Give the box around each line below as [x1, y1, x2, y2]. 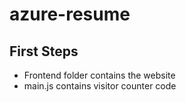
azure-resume [9, 3, 131, 26]
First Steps [9, 43, 79, 60]
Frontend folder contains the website [23, 69, 176, 81]
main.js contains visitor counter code [23, 80, 177, 92]
